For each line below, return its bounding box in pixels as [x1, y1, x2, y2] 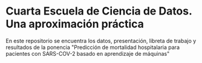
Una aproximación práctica [5, 17, 145, 31]
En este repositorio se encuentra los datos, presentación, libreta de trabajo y [5, 37, 197, 44]
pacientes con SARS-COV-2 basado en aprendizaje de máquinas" [5, 50, 170, 57]
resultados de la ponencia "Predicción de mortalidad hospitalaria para [5, 44, 180, 51]
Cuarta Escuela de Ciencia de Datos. [5, 4, 192, 18]
